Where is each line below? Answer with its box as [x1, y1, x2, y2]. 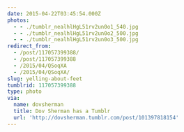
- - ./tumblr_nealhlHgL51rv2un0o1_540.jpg [13, 23, 139, 30]
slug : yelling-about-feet [7, 75, 82, 82]
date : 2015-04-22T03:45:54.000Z [7, 10, 101, 17]
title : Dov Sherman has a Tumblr [13, 108, 111, 115]
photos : [7, 17, 30, 24]
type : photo [7, 88, 42, 95]
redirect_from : [7, 43, 52, 50]
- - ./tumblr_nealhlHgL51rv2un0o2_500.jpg [13, 29, 139, 37]
